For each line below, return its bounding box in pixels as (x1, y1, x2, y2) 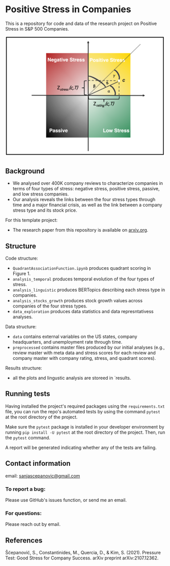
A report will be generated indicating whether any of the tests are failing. (5, 444, 157, 450)
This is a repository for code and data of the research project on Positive (5, 20, 157, 26)
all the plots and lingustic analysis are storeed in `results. (12, 375, 131, 381)
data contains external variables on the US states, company (12, 333, 138, 339)
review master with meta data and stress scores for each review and (12, 350, 156, 356)
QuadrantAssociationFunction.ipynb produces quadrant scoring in (12, 265, 151, 271)
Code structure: (5, 256, 38, 262)
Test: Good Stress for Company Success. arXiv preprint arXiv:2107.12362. (5, 555, 159, 561)
